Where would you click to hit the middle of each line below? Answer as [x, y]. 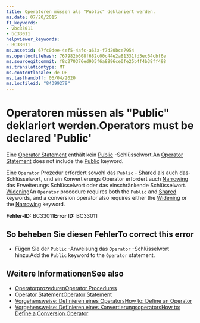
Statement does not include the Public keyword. [65, 161]
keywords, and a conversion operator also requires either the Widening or [97, 197]
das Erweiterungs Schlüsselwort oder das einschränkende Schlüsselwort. [96, 185]
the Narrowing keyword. [36, 204]
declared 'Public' [49, 138]
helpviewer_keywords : [33, 39]
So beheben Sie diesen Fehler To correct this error [100, 235]
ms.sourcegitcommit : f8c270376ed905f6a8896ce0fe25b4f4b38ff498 [86, 61]
